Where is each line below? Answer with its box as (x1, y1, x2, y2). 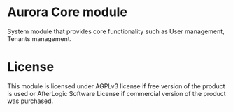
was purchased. (7, 97, 54, 105)
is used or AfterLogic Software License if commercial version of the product (7, 89, 226, 97)
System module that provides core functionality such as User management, (7, 27, 225, 35)
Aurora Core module (7, 4, 128, 20)
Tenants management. (7, 34, 72, 42)
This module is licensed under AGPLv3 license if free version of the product (7, 81, 225, 90)
